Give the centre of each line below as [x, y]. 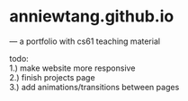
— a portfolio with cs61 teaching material [85, 41]
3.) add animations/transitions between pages [94, 87]
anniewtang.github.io [92, 17]
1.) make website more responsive [72, 68]
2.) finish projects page [53, 77]
